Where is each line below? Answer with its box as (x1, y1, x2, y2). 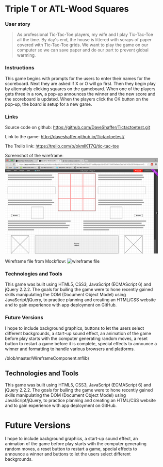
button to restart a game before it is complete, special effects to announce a (5, 340, 157, 346)
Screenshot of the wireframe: (5, 153, 64, 159)
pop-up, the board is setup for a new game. (5, 101, 92, 107)
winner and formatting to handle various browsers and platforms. (5, 346, 135, 352)
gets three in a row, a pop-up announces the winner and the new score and (5, 91, 156, 97)
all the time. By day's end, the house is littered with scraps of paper (16, 37, 152, 43)
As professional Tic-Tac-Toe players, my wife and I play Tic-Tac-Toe (16, 32, 154, 37)
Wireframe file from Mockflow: (5, 258, 66, 264)
